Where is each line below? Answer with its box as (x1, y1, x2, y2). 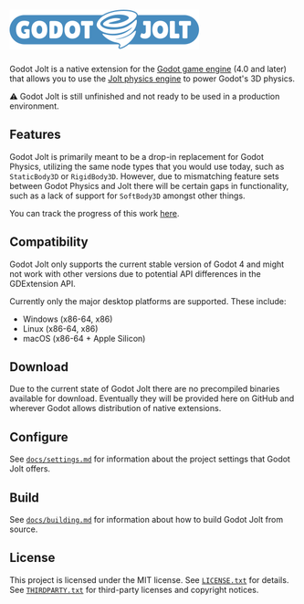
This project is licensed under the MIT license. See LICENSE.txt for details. (9, 574, 289, 585)
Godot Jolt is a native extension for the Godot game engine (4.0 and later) (9, 63, 288, 74)
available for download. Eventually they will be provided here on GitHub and (9, 393, 295, 404)
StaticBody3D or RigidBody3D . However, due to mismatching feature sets (9, 170, 280, 182)
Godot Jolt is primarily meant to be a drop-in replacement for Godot (9, 151, 265, 162)
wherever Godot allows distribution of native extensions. (9, 403, 222, 414)
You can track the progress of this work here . (9, 207, 180, 218)
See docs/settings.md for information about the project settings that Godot (9, 453, 290, 465)
